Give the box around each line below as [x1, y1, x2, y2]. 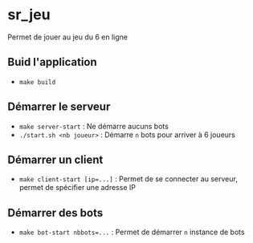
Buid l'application [7, 55, 97, 69]
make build [18, 78, 56, 86]
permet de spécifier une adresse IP [18, 183, 136, 192]
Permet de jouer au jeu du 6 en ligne [7, 32, 128, 42]
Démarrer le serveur [7, 100, 111, 114]
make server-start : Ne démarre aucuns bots [18, 121, 169, 131]
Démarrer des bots [7, 206, 104, 220]
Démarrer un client [7, 152, 104, 166]
